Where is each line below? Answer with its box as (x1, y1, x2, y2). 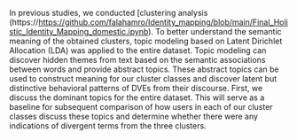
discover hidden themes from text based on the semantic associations (9, 55, 266, 65)
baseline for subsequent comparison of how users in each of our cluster (9, 102, 273, 112)
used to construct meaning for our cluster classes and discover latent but (9, 74, 277, 83)
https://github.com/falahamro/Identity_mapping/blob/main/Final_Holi (38, 17, 288, 27)
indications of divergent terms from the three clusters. (9, 121, 207, 131)
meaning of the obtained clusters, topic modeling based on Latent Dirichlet (9, 35, 283, 46)
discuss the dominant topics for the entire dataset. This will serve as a (9, 92, 265, 103)
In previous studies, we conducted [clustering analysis (9, 8, 208, 18)
